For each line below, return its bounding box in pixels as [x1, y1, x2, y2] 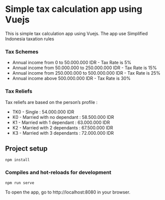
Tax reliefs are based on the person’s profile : [5, 99, 98, 105]
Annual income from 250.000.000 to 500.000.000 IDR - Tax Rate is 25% [12, 70, 161, 76]
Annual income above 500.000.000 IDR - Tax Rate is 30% [12, 76, 131, 82]
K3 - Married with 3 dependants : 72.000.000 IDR [12, 130, 114, 136]
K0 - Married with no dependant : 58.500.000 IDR [12, 114, 114, 120]
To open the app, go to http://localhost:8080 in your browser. [5, 189, 131, 195]
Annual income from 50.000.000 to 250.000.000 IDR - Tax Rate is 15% [12, 65, 157, 71]
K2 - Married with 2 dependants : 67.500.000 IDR [12, 124, 113, 130]
